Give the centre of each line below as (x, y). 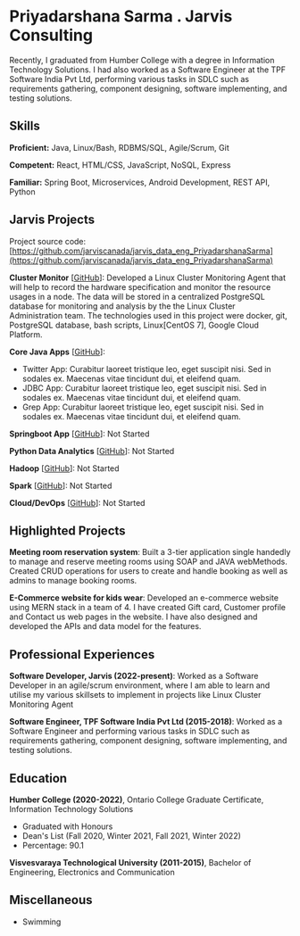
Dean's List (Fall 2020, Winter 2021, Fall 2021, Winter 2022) (131, 836)
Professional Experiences (82, 654)
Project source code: (48, 241)
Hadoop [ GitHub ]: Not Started (64, 468)
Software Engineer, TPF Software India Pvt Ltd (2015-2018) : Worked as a (146, 722)
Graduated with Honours (67, 826)
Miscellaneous (51, 900)
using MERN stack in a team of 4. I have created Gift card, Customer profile (147, 608)
